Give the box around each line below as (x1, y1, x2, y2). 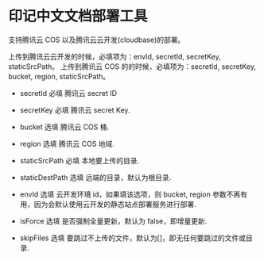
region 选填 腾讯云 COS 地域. (19, 139, 115, 148)
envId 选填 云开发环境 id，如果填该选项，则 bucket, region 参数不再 (19, 189, 241, 199)
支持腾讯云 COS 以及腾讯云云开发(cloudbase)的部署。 (8, 35, 185, 44)
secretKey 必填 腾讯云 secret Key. (19, 105, 130, 115)
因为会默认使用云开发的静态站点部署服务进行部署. (33, 199, 196, 208)
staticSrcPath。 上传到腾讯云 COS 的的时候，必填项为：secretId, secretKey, (8, 61, 257, 71)
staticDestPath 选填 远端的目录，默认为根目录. (19, 172, 172, 182)
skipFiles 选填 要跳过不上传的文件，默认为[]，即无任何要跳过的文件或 (19, 233, 247, 243)
